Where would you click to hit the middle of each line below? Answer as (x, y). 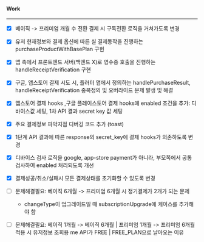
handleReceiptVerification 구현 (53, 69)
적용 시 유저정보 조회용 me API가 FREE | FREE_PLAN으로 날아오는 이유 (99, 232)
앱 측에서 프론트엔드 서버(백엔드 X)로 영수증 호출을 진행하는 (85, 62)
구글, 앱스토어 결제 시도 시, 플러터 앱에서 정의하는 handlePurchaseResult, (103, 83)
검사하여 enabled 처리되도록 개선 (54, 165)
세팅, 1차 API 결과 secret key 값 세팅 (80, 111)
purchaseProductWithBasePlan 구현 (59, 49)
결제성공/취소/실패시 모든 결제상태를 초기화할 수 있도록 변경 (85, 178)
